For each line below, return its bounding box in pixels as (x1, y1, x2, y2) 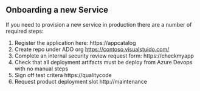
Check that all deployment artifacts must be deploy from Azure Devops (14, 58, 193, 66)
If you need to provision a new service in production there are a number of (5, 21, 192, 28)
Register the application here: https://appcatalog (14, 39, 136, 46)
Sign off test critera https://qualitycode (14, 71, 112, 78)
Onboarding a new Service (5, 5, 109, 15)
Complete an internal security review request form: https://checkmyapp (14, 52, 194, 59)
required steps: (5, 27, 44, 35)
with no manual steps (14, 65, 68, 72)
